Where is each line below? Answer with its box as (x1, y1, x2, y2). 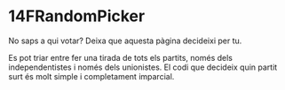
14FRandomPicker (8, 6, 146, 26)
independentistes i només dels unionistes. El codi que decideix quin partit (8, 62, 278, 72)
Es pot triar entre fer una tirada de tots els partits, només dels (8, 52, 233, 63)
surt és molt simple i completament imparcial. (8, 71, 175, 81)
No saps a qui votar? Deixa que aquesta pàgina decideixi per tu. (8, 35, 242, 46)
